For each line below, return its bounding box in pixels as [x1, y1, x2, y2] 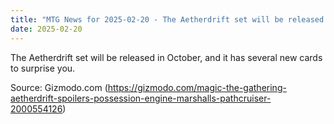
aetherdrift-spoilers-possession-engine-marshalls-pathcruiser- [10, 92, 272, 104]
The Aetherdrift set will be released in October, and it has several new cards [10, 51, 323, 63]
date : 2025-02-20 [10, 24, 83, 34]
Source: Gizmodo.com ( [10, 81, 108, 93]
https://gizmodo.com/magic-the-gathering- [107, 81, 287, 93]
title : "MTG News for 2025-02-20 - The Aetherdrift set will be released [10, 14, 325, 25]
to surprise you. [10, 62, 76, 74]
